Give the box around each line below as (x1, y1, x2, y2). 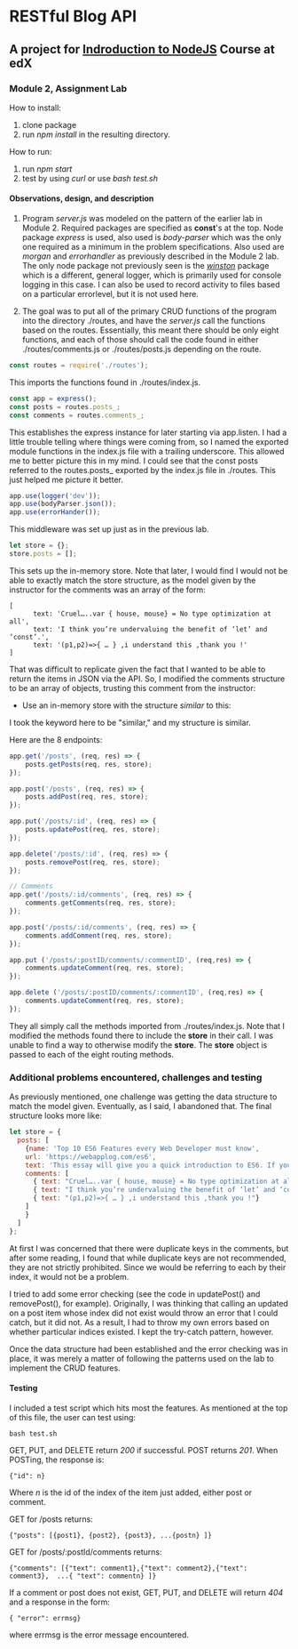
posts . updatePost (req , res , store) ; (25, 825, 161, 834)
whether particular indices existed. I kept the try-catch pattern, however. (9, 1326, 274, 1337)
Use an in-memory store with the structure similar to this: (21, 700, 231, 711)
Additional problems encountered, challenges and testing (9, 1071, 263, 1083)
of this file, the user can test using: (9, 1412, 136, 1422)
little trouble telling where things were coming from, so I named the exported (9, 436, 289, 446)
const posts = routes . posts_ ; (9, 402, 122, 411)
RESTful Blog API (9, 6, 137, 27)
